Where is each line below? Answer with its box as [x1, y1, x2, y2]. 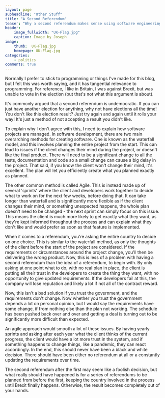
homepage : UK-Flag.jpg [14, 48, 60, 53]
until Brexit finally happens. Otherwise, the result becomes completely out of [5, 382, 160, 388]
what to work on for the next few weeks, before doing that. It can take [5, 193, 146, 199]
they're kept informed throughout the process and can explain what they [5, 219, 152, 225]
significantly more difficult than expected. [5, 316, 89, 322]
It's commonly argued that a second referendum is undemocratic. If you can [5, 101, 159, 107]
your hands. [5, 388, 29, 394]
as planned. [5, 173, 29, 179]
